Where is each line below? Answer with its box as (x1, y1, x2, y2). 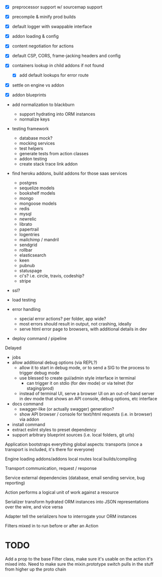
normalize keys (19, 116, 50, 122)
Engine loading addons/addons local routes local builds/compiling (5, 456, 137, 462)
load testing (12, 297, 36, 303)
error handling (12, 306, 41, 312)
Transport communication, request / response (5, 465, 97, 471)
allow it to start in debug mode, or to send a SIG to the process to (19, 364, 150, 370)
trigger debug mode (19, 370, 60, 376)
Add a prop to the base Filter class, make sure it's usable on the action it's (5, 556, 153, 561)
